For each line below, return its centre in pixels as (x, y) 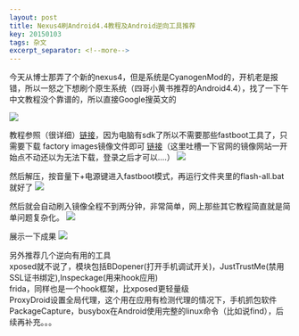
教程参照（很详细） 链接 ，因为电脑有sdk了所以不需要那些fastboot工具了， (145, 135)
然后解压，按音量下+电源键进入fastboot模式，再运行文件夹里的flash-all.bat (147, 176)
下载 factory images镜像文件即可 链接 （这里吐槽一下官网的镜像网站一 (152, 146)
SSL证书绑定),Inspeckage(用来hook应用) (84, 278)
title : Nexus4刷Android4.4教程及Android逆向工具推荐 (103, 26)
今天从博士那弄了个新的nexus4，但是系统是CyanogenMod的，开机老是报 (144, 78)
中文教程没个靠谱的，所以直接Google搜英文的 (93, 100)
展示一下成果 (33, 236)
